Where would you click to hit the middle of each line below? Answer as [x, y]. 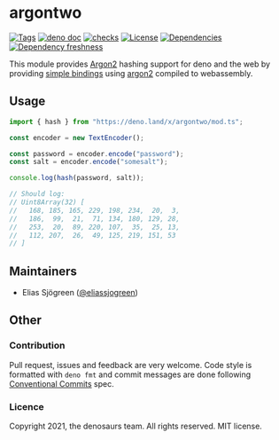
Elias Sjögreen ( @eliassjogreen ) [80, 293]
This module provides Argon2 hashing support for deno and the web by [140, 64]
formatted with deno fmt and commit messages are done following [130, 374]
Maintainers [43, 271]
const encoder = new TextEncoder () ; [77, 137]
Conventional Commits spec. [62, 383]
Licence [27, 406]
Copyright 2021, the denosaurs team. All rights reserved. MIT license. [136, 426]
